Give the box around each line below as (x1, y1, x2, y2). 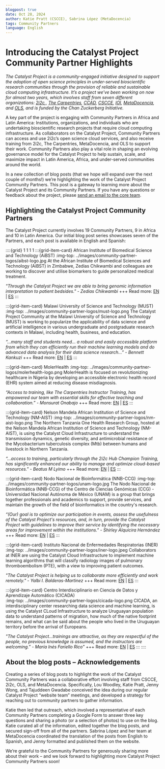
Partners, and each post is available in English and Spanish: (5, 238, 126, 244)
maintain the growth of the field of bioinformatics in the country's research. (5, 501, 158, 508)
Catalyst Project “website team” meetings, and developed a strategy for (5, 692, 151, 698)
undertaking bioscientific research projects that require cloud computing (5, 125, 153, 131)
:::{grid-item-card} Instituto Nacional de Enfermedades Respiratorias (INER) (5, 542, 159, 548)
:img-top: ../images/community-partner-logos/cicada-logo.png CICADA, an (5, 597, 158, 603)
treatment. (5, 273, 27, 279)
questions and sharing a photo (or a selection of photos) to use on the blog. (5, 717, 159, 723)
